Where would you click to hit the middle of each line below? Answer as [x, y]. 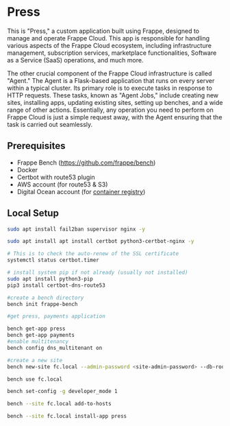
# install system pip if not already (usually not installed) [98, 273]
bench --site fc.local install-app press [67, 416]
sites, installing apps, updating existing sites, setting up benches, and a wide [115, 102]
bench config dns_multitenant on [55, 348]
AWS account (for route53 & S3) [62, 184]
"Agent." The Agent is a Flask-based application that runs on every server [111, 80]
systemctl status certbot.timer [53, 260]
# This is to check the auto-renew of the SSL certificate [93, 254]
